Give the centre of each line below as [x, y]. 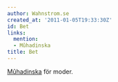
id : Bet [18, 26]
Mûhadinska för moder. [40, 71]
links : [17, 33]
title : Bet [23, 52]
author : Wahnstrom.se [38, 13]
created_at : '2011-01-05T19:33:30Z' [60, 20]
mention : [26, 39]
